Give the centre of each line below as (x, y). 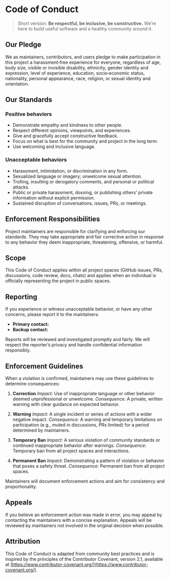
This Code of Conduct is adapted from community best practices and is (80, 554)
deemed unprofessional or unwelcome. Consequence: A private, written (88, 399)
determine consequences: (32, 383)
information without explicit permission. (54, 198)
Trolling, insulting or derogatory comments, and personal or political (83, 181)
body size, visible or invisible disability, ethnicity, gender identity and (77, 67)
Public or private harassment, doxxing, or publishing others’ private (82, 192)
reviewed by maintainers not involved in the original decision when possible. (85, 525)
